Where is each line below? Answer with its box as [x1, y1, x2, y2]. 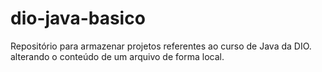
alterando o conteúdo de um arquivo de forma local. [10, 50, 225, 62]
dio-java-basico [10, 7, 146, 30]
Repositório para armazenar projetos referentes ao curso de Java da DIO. [10, 40, 312, 52]
